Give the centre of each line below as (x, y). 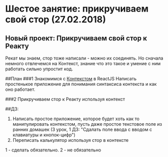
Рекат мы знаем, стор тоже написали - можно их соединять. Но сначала (84, 58)
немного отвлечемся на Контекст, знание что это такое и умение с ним (83, 63)
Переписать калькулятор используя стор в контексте (71, 140)
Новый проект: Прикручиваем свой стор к (76, 38)
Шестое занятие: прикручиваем (77, 9)
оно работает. (20, 89)
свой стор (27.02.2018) (56, 19)
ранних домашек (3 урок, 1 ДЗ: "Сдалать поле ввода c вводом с (82, 129)
